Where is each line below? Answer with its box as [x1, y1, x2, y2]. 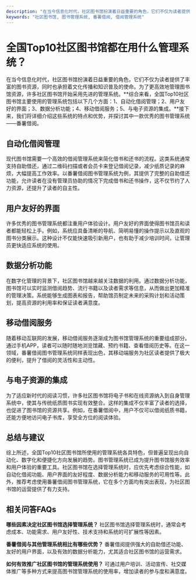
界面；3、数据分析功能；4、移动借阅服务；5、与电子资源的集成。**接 [16, 105, 185, 112]
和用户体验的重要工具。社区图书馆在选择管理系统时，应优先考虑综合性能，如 [6, 464, 190, 471]
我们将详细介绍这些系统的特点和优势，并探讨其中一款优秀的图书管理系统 [16, 112, 190, 120]
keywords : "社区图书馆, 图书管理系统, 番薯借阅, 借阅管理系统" [6, 14, 145, 20]
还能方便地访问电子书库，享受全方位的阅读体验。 [6, 413, 124, 421]
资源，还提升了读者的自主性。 [10, 185, 83, 192]
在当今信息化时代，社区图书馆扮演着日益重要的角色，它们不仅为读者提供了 [6, 76, 185, 83]
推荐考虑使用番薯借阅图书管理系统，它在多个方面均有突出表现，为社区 [16, 478, 185, 485]
